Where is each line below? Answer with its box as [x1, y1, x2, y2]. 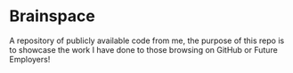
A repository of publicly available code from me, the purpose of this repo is [9, 35, 285, 46]
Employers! [9, 54, 51, 64]
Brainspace [9, 6, 95, 26]
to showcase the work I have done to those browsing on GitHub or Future [9, 44, 278, 55]
